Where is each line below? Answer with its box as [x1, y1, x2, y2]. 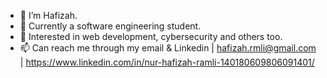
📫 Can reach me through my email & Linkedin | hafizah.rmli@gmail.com [19, 42, 317, 54]
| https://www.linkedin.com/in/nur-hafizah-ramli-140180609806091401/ [19, 56, 315, 68]
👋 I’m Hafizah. [19, 10, 78, 21]
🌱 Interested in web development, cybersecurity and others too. [19, 31, 283, 42]
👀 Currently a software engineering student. [19, 20, 202, 32]
